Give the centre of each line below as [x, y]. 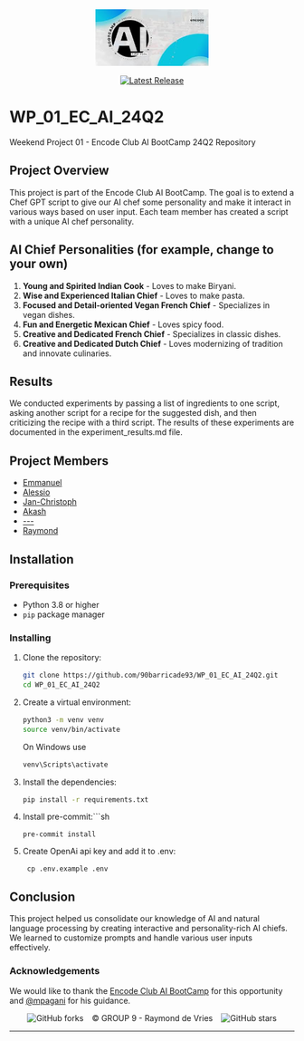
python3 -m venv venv [63, 719]
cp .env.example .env [67, 869]
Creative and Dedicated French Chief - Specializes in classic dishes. [152, 333]
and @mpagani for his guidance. [70, 1000]
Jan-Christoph [49, 502]
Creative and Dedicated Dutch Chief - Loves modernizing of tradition [152, 343]
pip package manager [64, 614]
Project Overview [59, 171]
